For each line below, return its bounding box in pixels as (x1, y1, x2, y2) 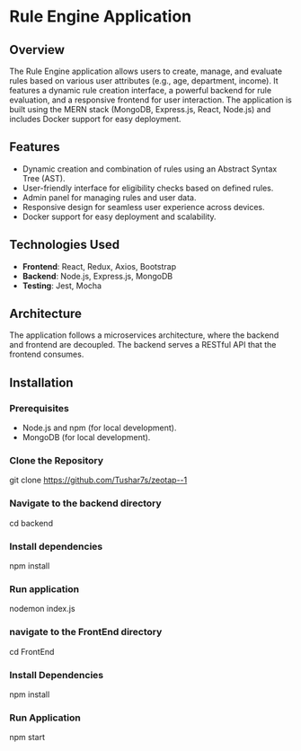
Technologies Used (9, 237, 120, 252)
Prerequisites (9, 402, 69, 414)
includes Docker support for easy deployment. (9, 114, 181, 124)
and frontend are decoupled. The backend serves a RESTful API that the (9, 340, 277, 350)
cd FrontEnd (9, 646, 55, 657)
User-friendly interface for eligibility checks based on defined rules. (22, 182, 274, 193)
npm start (9, 732, 46, 743)
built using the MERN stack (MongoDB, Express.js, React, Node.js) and (9, 104, 271, 114)
